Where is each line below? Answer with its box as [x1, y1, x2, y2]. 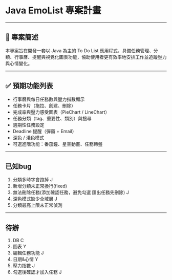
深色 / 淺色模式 [12, 134, 45, 141]
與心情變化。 [5, 60, 32, 67]
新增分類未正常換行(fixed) [12, 183, 68, 189]
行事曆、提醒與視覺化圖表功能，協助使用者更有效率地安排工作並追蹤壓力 [14, 54, 167, 60]
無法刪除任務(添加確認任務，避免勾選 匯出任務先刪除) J [12, 189, 129, 196]
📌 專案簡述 [5, 33, 38, 41]
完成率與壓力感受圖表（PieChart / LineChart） [12, 109, 110, 115]
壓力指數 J [12, 263, 35, 269]
